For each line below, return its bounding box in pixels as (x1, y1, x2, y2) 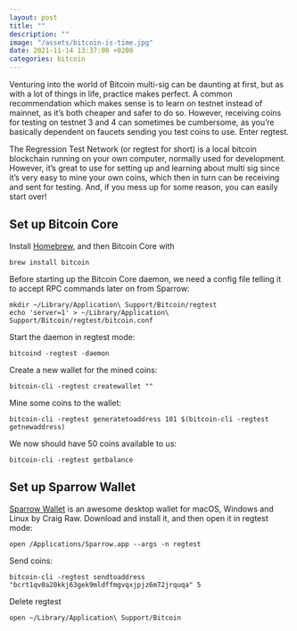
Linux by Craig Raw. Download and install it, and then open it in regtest (9, 512, 269, 523)
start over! (9, 191, 47, 202)
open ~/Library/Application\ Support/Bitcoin (9, 613, 181, 622)
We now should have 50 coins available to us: (9, 438, 177, 449)
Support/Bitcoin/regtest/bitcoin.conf (9, 316, 153, 325)
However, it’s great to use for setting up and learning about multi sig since (9, 162, 280, 173)
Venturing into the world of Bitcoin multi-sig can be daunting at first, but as (9, 79, 284, 89)
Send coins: (9, 555, 54, 566)
